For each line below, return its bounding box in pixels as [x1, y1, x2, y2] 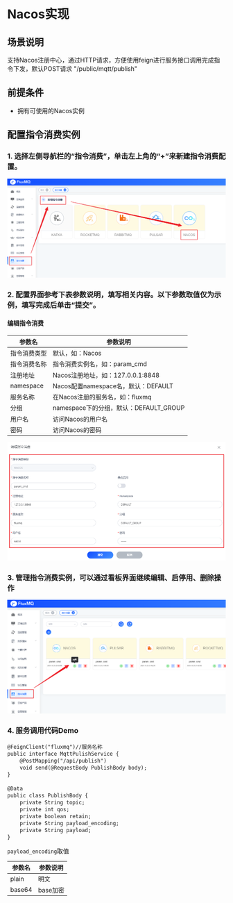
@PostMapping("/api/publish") [19, 757, 107, 764]
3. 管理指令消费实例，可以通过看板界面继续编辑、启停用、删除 [7, 572, 215, 582]
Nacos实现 [7, 6, 69, 22]
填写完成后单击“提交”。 [21, 300, 101, 310]
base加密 [37, 886, 64, 894]
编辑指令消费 [7, 319, 44, 327]
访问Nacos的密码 [53, 425, 102, 434]
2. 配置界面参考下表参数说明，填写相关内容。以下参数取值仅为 [7, 290, 215, 299]
